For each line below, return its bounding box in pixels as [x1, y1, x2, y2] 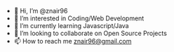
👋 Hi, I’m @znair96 [13, 7, 68, 15]
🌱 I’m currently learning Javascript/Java [13, 22, 129, 30]
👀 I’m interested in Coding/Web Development [13, 14, 145, 22]
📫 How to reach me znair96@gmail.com [13, 37, 132, 45]
